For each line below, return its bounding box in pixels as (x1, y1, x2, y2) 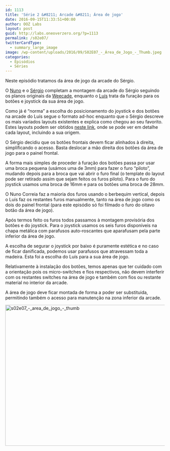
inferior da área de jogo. (5, 233, 56, 239)
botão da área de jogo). (5, 207, 54, 213)
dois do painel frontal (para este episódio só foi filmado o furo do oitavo (5, 202, 155, 208)
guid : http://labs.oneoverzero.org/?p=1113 (5, 31, 99, 36)
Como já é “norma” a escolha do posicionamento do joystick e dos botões (5, 108, 160, 114)
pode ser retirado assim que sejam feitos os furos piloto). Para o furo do (5, 176, 155, 182)
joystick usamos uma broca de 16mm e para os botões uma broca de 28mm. (5, 182, 165, 188)
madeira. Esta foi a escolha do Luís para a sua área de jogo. (5, 254, 130, 260)
